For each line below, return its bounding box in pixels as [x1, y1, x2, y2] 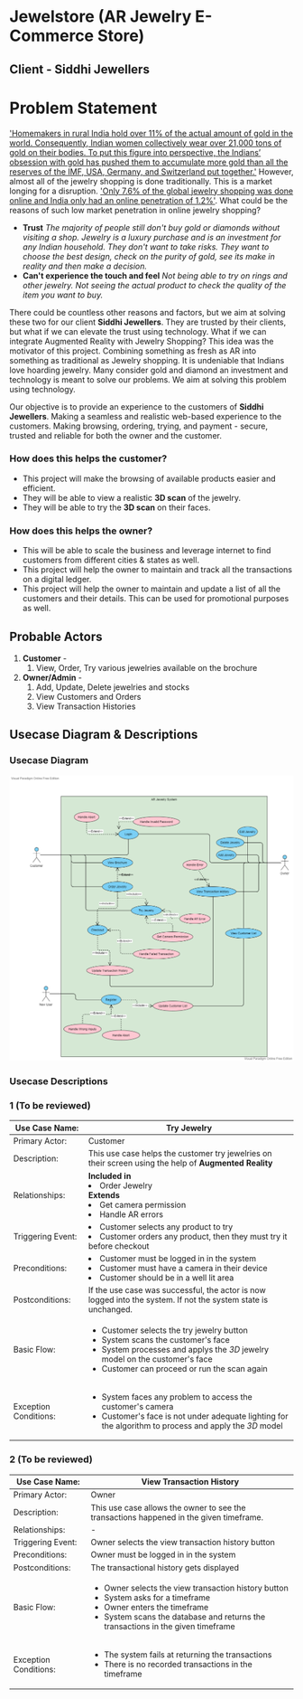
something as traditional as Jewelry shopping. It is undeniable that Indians [9, 354, 285, 365]
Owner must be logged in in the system [90, 1549, 236, 1561]
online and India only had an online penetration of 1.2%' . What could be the [9, 194, 289, 205]
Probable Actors [9, 628, 103, 644]
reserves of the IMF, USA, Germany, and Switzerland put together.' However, [9, 165, 294, 177]
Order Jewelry [98, 1180, 153, 1191]
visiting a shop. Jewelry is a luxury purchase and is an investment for [22, 231, 281, 242]
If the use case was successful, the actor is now [87, 1285, 266, 1296]
